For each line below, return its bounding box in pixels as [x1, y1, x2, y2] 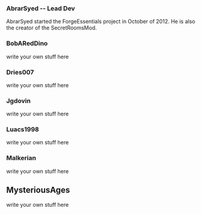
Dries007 [6, 68, 34, 76]
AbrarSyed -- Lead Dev [6, 4, 75, 13]
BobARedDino [6, 39, 48, 47]
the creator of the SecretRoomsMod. [6, 24, 97, 31]
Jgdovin [6, 96, 31, 105]
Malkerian [6, 154, 36, 162]
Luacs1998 [6, 125, 39, 133]
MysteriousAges [6, 185, 70, 195]
